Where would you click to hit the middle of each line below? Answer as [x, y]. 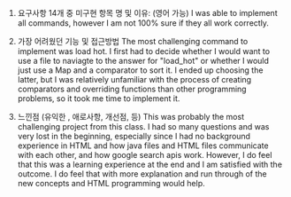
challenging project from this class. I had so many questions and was [143, 126]
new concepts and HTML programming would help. [111, 183]
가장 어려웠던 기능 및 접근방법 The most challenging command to [133, 41]
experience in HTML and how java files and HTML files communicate [143, 146]
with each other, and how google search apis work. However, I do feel [145, 155]
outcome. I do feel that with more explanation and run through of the [142, 174]
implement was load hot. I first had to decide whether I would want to [144, 51]
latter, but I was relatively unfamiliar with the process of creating [134, 79]
